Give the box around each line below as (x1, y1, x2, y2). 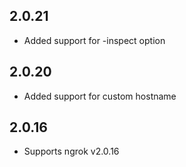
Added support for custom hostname (23, 90, 177, 102)
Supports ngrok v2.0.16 (23, 145, 120, 158)
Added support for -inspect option (23, 34, 166, 46)
